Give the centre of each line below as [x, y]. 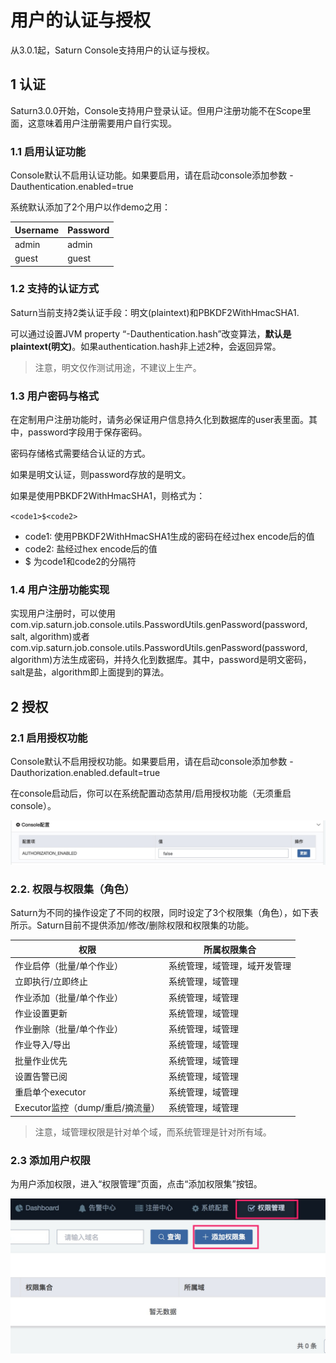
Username [37, 230]
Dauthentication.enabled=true [72, 187]
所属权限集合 [230, 949]
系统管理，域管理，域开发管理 [230, 966]
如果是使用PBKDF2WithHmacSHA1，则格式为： [108, 496]
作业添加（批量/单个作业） [69, 997]
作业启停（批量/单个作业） [69, 966]
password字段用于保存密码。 [87, 432]
